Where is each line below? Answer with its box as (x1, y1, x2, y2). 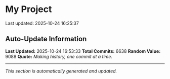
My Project (5, 4, 52, 15)
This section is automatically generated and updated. (5, 68, 117, 74)
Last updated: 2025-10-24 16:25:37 (5, 20, 79, 26)
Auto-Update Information (5, 35, 87, 43)
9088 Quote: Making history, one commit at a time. (5, 53, 113, 59)
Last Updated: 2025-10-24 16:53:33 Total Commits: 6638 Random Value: (5, 48, 161, 54)
